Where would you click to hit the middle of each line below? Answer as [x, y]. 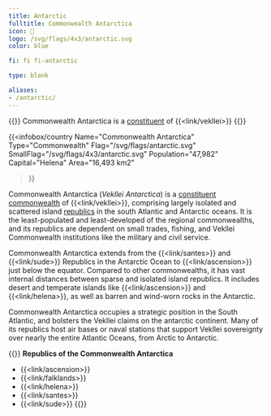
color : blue [28, 46]
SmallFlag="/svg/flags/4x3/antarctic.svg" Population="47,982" [114, 154]
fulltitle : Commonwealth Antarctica [70, 24]
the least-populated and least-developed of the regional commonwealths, [131, 219]
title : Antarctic [38, 16]
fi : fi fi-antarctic [43, 61]
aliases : [23, 90]
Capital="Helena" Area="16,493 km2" [72, 162]
